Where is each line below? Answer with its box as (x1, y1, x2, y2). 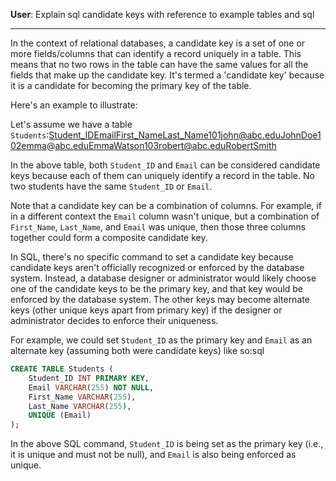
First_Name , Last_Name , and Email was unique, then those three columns (10, 221, 307, 233)
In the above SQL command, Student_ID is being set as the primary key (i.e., (10, 438, 324, 450)
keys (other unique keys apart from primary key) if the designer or (10, 304, 283, 316)
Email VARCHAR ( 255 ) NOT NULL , (28, 382, 155, 393)
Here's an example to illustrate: (10, 99, 138, 111)
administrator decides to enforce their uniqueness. (10, 315, 219, 326)
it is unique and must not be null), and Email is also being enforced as (10, 449, 297, 461)
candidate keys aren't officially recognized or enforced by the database (10, 262, 305, 273)
